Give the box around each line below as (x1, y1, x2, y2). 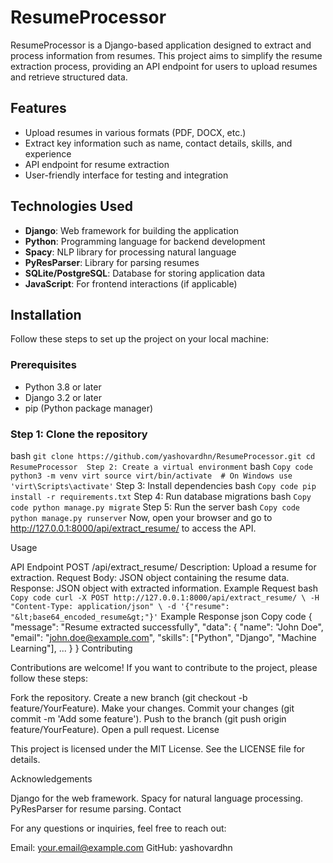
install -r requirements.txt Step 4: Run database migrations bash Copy (10, 490, 312, 502)
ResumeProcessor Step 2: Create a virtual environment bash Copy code (10, 460, 313, 472)
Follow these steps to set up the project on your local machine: (10, 333, 269, 345)
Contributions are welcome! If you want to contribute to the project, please (10, 661, 318, 673)
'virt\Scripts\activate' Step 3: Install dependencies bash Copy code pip (10, 479, 317, 491)
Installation (10, 306, 82, 323)
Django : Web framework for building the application (24, 224, 240, 236)
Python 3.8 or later (24, 381, 102, 393)
